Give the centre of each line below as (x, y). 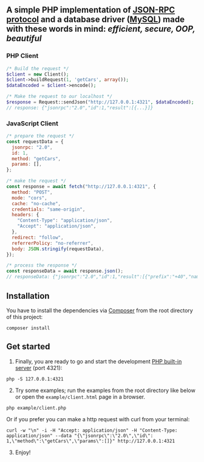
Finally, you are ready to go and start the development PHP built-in (98, 361)
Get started (28, 347)
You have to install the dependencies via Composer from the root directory (100, 310)
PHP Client (22, 56)
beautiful (24, 39)
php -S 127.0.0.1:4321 (35, 379)
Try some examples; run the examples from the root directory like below (105, 390)
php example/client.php (36, 408)
